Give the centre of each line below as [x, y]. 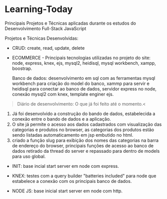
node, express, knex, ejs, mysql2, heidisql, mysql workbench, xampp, [84, 63]
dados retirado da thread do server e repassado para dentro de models [86, 151]
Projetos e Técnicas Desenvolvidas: [41, 38]
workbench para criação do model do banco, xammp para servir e [80, 83]
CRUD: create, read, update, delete [48, 48]
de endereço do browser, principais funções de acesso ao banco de [83, 145]
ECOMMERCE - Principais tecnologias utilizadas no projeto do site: [81, 58]
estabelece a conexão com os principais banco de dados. [72, 181]
